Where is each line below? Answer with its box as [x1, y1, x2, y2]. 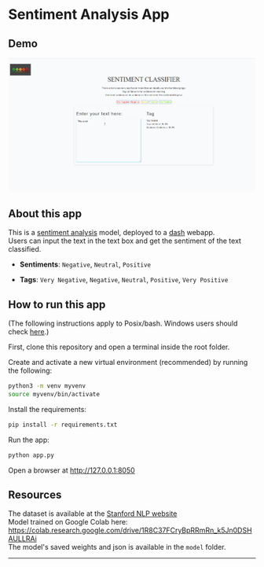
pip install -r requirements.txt [8, 421, 118, 429]
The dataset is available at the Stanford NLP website [8, 509, 178, 518]
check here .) [8, 327, 49, 337]
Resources [8, 488, 62, 501]
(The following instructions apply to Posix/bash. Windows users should [8, 318, 238, 328]
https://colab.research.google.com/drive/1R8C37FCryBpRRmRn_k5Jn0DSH [8, 525, 253, 536]
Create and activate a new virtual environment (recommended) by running [8, 358, 248, 367]
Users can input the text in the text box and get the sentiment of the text [8, 236, 242, 245]
